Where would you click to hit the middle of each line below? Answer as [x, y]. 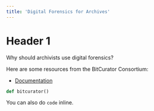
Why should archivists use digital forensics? [60, 58]
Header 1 [28, 41]
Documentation [34, 80]
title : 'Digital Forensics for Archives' [58, 12]
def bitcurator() [28, 91]
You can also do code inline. [40, 103]
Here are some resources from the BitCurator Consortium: [77, 69]
